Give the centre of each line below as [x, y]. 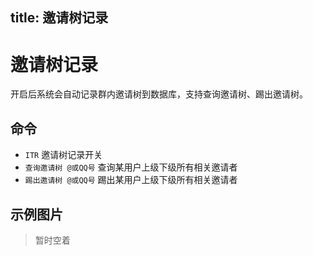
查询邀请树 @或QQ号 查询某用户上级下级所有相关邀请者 [131, 167]
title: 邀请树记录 [59, 18]
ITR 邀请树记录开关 [63, 155]
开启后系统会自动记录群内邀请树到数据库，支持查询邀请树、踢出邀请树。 [159, 94]
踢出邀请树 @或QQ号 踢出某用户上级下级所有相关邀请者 [131, 180]
